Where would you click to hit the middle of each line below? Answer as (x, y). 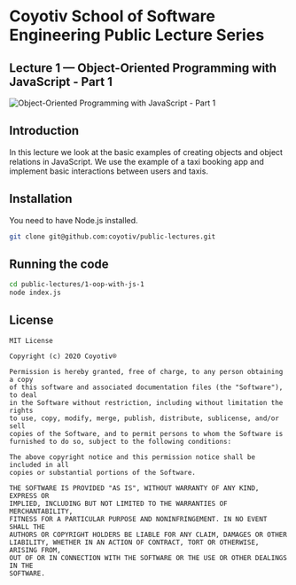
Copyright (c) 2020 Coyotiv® (63, 356)
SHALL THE (27, 526)
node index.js (35, 293)
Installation (41, 199)
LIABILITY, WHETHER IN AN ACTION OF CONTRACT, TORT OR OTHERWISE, (134, 542)
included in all (39, 464)
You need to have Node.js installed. (74, 220)
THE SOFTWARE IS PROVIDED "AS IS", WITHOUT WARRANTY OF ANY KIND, (134, 488)
